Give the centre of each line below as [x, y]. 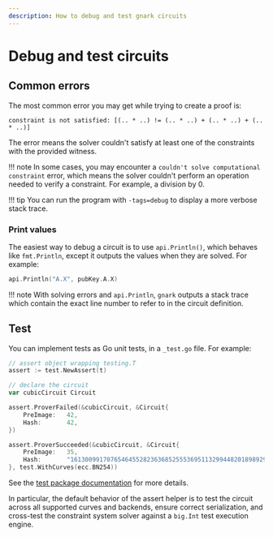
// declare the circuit [49, 385]
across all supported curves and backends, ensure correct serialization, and [136, 507]
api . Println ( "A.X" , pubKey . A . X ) [63, 279]
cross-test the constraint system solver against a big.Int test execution [129, 516]
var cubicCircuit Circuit [52, 393]
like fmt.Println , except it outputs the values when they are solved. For [128, 256]
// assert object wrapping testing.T [72, 363]
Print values [32, 230]
